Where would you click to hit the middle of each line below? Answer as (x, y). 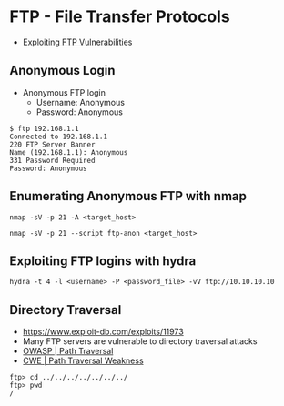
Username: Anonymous (81, 102)
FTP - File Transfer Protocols (120, 17)
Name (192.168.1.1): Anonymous (69, 152)
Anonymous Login (62, 71)
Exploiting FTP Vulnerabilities (77, 42)
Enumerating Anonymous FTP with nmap (128, 196)
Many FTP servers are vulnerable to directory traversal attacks (140, 341)
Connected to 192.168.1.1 (58, 137)
